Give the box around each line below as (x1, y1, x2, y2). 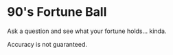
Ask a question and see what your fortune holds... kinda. (7, 27, 167, 35)
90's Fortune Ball (7, 4, 107, 20)
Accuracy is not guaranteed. (7, 40, 87, 48)
